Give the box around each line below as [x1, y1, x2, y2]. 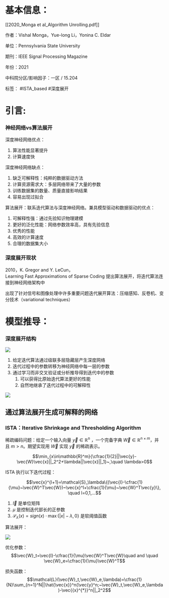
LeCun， [55, 267, 73, 273]
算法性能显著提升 [12, 147, 48, 154]
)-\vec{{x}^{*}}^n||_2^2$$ [57, 587, 112, 593]
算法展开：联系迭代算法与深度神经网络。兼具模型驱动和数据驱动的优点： [5, 205, 155, 211]
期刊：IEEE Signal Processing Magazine [5, 53, 88, 59]
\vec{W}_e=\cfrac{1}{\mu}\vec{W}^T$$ [43, 558, 126, 564]
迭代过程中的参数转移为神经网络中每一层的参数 [12, 363, 110, 369]
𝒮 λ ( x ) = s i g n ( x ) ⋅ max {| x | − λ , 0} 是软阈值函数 [12, 512, 107, 520]
